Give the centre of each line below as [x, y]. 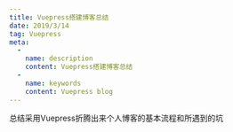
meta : [19, 42]
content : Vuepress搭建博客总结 [79, 67]
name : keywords [53, 83]
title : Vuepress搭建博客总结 [59, 17]
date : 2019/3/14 [39, 26]
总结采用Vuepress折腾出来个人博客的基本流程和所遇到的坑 [116, 118]
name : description [59, 58]
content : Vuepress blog [69, 91]
